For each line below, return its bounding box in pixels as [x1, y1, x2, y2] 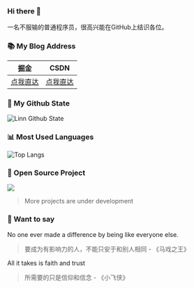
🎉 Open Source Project [7, 168, 86, 178]
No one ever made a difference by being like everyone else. [7, 230, 179, 238]
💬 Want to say [7, 215, 55, 224]
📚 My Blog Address [7, 41, 76, 51]
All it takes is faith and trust [7, 259, 86, 267]
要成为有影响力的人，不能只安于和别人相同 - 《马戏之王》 [24, 245, 191, 253]
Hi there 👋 [7, 6, 42, 16]
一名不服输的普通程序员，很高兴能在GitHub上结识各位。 [7, 23, 168, 31]
